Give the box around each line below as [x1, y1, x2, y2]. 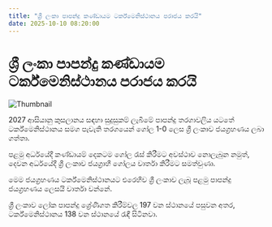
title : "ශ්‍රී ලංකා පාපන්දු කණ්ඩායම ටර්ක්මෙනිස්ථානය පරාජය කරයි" [8, 11, 202, 20]
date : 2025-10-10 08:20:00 [8, 19, 100, 28]
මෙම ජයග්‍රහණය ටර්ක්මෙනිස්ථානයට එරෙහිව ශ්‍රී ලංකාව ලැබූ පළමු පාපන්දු [8, 175, 231, 185]
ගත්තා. [8, 133, 30, 143]
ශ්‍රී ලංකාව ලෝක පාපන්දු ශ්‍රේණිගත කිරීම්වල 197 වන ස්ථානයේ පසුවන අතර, [8, 200, 235, 210]
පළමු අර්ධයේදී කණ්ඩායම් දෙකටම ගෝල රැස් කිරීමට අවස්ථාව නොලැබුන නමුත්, [8, 149, 250, 159]
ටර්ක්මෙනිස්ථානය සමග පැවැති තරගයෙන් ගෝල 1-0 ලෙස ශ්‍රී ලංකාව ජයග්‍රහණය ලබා [8, 124, 265, 134]
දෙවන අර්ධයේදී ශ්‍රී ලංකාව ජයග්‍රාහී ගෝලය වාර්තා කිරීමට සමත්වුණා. [8, 159, 216, 169]
